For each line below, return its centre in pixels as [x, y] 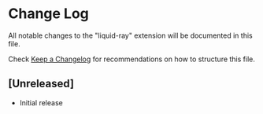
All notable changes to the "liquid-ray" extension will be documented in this [131, 35]
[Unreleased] [41, 84]
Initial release [41, 102]
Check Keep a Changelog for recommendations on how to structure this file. [132, 59]
